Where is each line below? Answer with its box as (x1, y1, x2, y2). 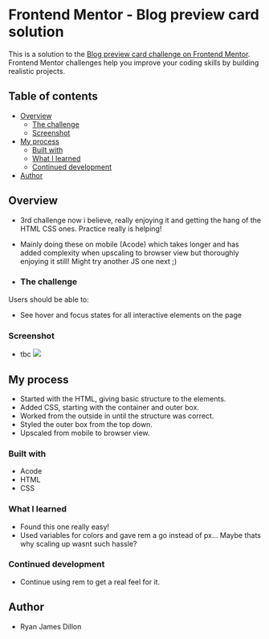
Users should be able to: (8, 295, 90, 304)
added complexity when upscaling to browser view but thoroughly (19, 247, 239, 258)
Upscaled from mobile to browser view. (19, 428, 150, 438)
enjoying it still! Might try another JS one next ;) (19, 256, 177, 266)
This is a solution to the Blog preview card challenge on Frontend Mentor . (8, 49, 251, 59)
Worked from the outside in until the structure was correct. (19, 411, 214, 421)
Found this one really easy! (19, 522, 110, 531)
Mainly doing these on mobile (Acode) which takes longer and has (19, 239, 239, 249)
